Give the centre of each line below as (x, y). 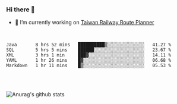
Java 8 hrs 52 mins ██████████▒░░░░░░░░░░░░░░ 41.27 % (88, 45)
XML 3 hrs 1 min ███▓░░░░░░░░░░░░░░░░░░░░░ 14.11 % (88, 55)
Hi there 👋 (21, 10)
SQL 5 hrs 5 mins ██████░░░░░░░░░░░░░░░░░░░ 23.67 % (88, 50)
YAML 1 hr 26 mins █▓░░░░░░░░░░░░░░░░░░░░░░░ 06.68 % (88, 61)
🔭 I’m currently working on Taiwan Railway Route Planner (84, 23)
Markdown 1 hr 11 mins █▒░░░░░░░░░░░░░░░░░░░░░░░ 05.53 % (88, 66)
